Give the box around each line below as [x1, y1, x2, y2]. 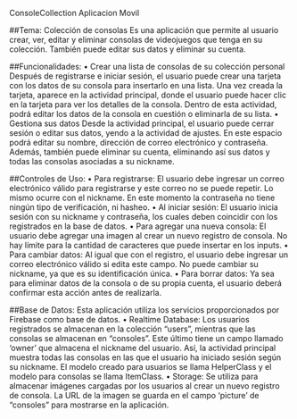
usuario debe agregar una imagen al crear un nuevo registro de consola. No [9, 230, 288, 240]
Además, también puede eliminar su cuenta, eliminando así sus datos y [9, 147, 270, 157]
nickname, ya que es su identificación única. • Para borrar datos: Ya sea [9, 268, 275, 279]
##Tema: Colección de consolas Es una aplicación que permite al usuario [9, 25, 279, 35]
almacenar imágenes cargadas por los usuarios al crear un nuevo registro [9, 381, 280, 391]
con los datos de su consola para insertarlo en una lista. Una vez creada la [9, 80, 284, 90]
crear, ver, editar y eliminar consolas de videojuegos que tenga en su [9, 35, 263, 45]
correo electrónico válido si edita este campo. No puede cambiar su [9, 259, 259, 269]
